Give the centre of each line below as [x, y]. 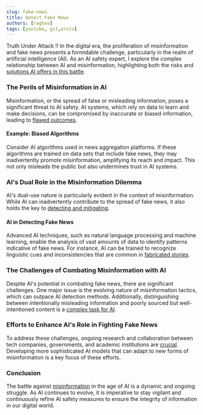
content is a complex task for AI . [76, 309]
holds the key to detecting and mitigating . [58, 208]
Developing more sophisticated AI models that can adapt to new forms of [98, 351]
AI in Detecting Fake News [40, 222]
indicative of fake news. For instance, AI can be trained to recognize [91, 248]
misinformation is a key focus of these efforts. [64, 357]
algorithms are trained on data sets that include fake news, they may [92, 153]
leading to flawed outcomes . [42, 120]
